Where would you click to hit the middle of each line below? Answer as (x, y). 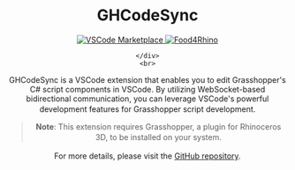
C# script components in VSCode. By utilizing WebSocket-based (147, 89)
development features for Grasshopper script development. (147, 109)
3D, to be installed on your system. (158, 137)
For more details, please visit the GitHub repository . (147, 156)
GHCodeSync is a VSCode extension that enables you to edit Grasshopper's (147, 79)
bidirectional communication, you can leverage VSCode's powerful (147, 99)
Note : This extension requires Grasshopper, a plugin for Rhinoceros (159, 126)
